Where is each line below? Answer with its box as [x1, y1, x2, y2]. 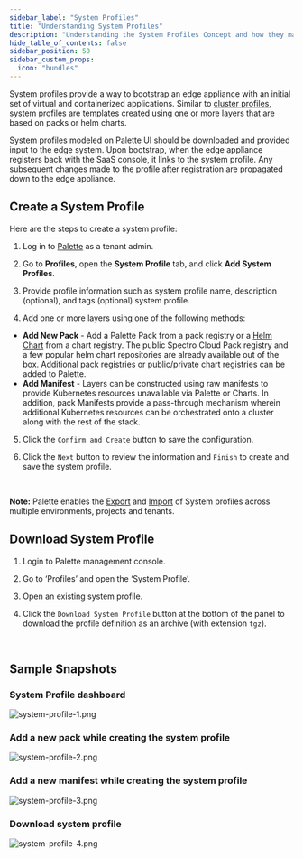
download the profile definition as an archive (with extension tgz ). [22, 618, 268, 629]
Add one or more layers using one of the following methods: [22, 312, 246, 323]
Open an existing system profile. [22, 591, 143, 602]
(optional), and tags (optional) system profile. [22, 294, 191, 305]
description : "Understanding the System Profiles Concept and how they [9, 30, 284, 39]
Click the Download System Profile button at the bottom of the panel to [22, 608, 286, 619]
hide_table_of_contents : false [9, 38, 127, 48]
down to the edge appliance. [9, 173, 115, 183]
